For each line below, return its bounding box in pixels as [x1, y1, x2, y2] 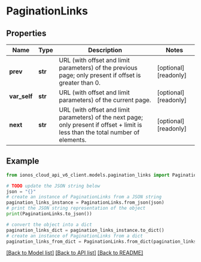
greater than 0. [59, 79, 100, 87]
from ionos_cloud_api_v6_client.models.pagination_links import [6, 172, 170, 178]
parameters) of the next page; [59, 113, 144, 121]
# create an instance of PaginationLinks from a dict [6, 233, 144, 239]
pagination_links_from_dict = [6, 239, 82, 245]
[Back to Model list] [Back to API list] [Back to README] [6, 249, 144, 257]
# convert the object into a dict [6, 221, 93, 228]
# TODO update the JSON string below [6, 183, 100, 189]
